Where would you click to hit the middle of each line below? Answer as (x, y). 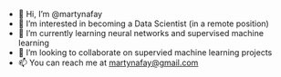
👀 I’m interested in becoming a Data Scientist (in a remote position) (143, 24)
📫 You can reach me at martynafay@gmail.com (108, 63)
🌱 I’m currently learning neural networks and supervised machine (141, 33)
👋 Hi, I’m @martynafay (60, 14)
